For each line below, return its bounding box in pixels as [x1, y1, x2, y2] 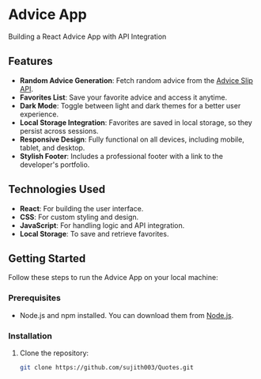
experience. [19, 109, 59, 119]
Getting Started [8, 252, 86, 265]
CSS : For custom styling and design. [19, 212, 139, 222]
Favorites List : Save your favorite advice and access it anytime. [19, 93, 228, 102]
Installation [8, 330, 53, 341]
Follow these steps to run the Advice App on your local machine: [8, 273, 219, 282]
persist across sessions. [19, 126, 99, 135]
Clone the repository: [19, 348, 89, 358]
